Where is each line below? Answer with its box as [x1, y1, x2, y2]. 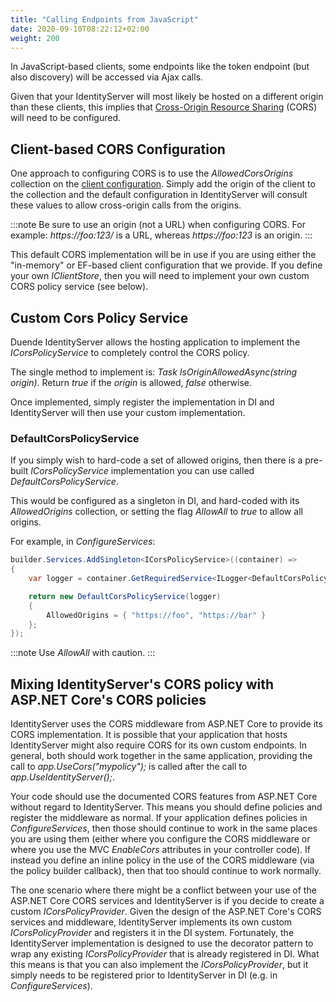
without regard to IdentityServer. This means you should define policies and [10, 801, 323, 813]
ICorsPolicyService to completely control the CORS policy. [10, 347, 250, 358]
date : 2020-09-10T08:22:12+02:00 [10, 24, 150, 34]
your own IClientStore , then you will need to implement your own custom [10, 270, 310, 282]
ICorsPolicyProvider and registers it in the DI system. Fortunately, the [10, 927, 295, 939]
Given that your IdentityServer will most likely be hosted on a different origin [10, 91, 324, 103]
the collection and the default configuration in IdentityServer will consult [10, 189, 308, 201]
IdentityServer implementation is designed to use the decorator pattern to [10, 937, 314, 950]
